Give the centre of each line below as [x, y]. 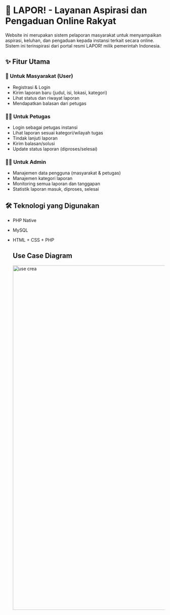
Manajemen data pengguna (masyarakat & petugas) [67, 173]
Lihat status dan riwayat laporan [46, 98]
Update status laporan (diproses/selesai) [55, 149]
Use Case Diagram [42, 256]
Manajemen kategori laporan [42, 179]
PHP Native [25, 221]
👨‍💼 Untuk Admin [26, 162]
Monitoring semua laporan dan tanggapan [56, 184]
